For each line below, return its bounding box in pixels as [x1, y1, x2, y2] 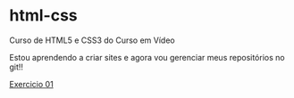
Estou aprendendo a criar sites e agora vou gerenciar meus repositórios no [9, 52, 285, 62]
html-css [9, 5, 78, 26]
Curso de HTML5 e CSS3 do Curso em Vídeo [9, 35, 176, 45]
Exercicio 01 [9, 78, 54, 89]
